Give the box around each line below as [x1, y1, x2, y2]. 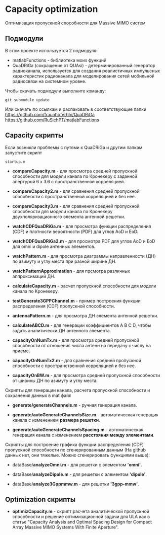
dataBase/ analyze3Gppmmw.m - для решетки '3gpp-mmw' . [12, 481, 139, 487]
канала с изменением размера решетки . [12, 417, 100, 423]
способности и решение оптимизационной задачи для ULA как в [12, 514, 150, 520]
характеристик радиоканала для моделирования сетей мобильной [12, 73, 155, 79]
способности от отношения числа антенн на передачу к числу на [12, 342, 151, 348]
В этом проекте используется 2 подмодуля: [5, 47, 98, 53]
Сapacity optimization [5, 3, 98, 15]
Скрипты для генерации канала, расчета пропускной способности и [5, 387, 150, 393]
